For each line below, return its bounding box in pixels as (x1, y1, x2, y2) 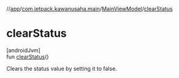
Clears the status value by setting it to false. (6, 65, 118, 72)
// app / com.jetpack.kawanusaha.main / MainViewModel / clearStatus (6, 5, 173, 12)
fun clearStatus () (6, 53, 49, 60)
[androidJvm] (6, 46, 41, 54)
